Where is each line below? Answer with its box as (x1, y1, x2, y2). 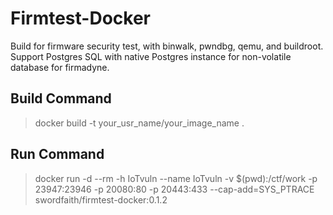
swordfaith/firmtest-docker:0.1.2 (34, 193, 168, 206)
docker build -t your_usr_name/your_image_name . (34, 117, 245, 129)
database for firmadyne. (10, 61, 110, 73)
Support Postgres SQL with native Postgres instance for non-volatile (10, 50, 292, 62)
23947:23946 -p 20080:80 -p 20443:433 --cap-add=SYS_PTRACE (34, 183, 315, 195)
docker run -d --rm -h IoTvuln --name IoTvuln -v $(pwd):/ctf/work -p (34, 172, 318, 184)
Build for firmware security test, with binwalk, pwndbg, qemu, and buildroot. (10, 40, 324, 52)
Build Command (10, 90, 112, 107)
